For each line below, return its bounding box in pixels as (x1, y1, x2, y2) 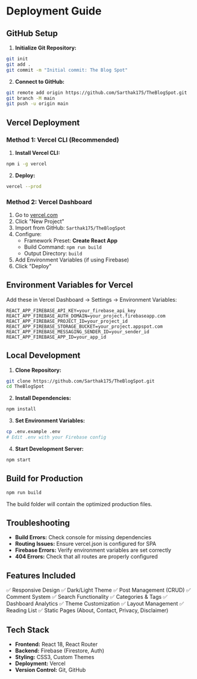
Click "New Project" (14, 217, 64, 225)
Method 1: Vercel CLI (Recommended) (6, 136, 119, 144)
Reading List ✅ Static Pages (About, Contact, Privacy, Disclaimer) (6, 607, 169, 614)
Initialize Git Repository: (14, 44, 77, 51)
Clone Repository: (14, 366, 61, 374)
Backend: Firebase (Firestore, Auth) (14, 646, 104, 654)
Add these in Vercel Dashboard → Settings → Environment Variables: (6, 296, 177, 303)
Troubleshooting (6, 518, 70, 528)
